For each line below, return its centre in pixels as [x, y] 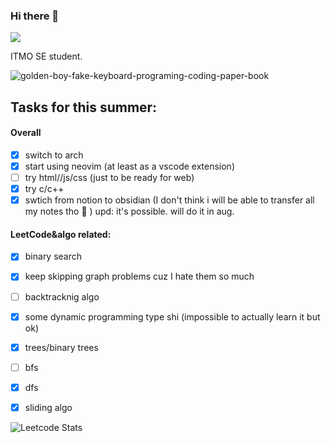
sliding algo [48, 407]
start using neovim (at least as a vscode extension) [130, 166]
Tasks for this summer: [84, 107]
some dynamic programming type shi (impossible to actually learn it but [172, 316]
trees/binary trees [61, 347]
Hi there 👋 [35, 16]
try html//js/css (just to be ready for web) [109, 178]
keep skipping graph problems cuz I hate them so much [139, 276]
